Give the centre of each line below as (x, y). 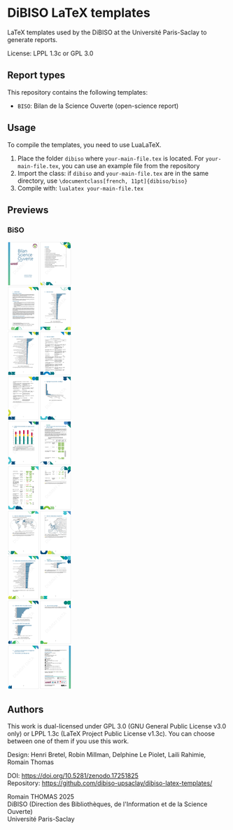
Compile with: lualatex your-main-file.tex (80, 188)
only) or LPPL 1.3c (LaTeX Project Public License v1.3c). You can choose (111, 734)
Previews (28, 210)
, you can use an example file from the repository (129, 165)
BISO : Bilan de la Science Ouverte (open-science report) (98, 106)
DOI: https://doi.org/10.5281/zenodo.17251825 (73, 776)
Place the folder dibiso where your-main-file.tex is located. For (111, 158)
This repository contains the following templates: (78, 92)
